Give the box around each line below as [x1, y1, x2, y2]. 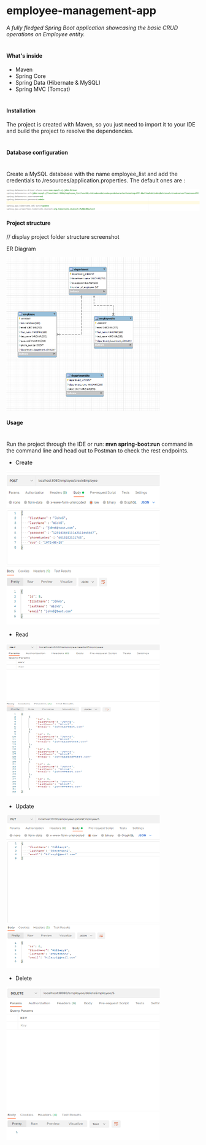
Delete [15, 974, 32, 982]
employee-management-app [6, 4, 156, 18]
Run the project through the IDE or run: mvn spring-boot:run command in [6, 440, 193, 448]
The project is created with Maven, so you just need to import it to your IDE [6, 120, 196, 128]
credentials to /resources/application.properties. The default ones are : [6, 176, 186, 184]
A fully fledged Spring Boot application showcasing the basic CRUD [6, 24, 178, 31]
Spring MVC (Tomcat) [15, 85, 71, 93]
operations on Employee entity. [6, 30, 85, 37]
